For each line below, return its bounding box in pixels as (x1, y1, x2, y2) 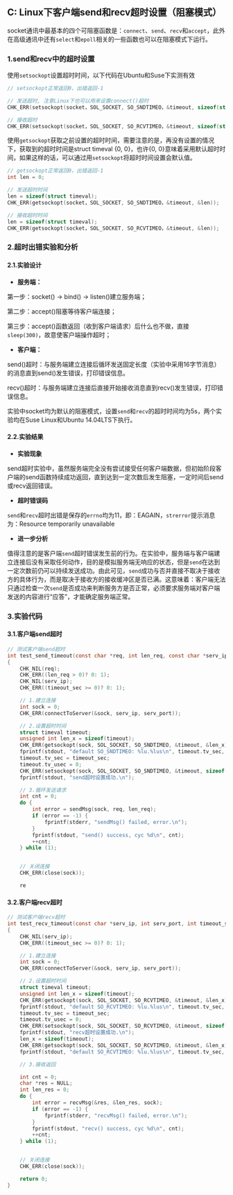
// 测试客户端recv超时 (7, 914, 66, 921)
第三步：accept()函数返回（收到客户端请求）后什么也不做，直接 (7, 322, 189, 330)
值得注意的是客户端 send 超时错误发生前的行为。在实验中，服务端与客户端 (7, 549, 214, 557)
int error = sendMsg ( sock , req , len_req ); (32, 806, 157, 813)
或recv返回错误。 (7, 481, 57, 490)
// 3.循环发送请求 (19, 786, 67, 793)
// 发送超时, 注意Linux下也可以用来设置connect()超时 (7, 97, 149, 104)
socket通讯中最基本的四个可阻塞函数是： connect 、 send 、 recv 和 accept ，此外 (7, 26, 225, 35)
